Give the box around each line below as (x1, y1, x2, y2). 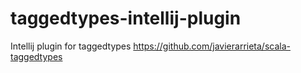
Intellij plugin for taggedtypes (10, 40, 132, 52)
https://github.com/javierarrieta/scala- (133, 40, 291, 52)
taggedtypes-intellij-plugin (10, 7, 242, 30)
